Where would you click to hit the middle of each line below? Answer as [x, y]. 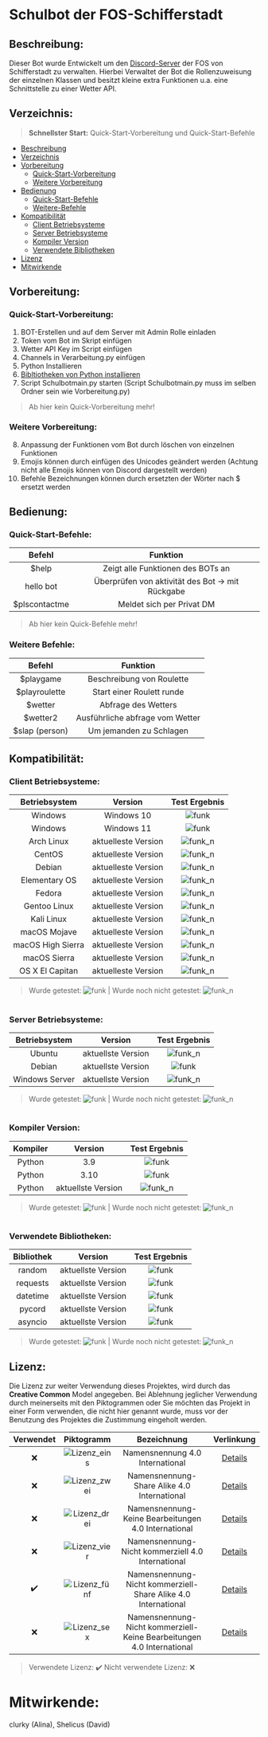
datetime [33, 1296]
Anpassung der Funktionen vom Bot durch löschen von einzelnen [128, 445]
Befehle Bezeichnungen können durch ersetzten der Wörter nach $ [130, 478]
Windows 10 [128, 816]
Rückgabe [166, 591]
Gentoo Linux [49, 906]
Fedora [49, 893]
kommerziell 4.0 [173, 1551]
